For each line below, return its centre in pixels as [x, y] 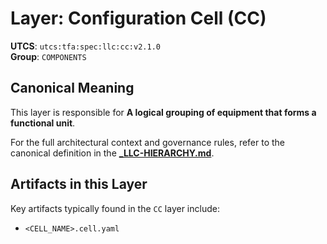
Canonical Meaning [72, 88]
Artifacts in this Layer [79, 184]
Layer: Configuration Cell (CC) [138, 18]
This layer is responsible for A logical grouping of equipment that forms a [163, 112]
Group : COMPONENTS [48, 56]
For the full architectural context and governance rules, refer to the [148, 142]
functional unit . [43, 123]
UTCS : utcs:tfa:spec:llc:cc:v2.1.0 [85, 46]
